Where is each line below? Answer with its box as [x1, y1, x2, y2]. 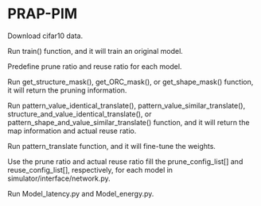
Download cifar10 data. [7, 31, 84, 40]
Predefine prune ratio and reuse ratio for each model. [7, 61, 182, 71]
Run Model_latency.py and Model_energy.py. [7, 189, 154, 198]
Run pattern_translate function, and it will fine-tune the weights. [7, 141, 216, 151]
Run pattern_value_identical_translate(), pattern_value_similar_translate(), [7, 101, 246, 110]
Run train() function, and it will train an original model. [7, 46, 184, 55]
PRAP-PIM [7, 5, 78, 23]
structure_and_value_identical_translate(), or [7, 109, 152, 119]
